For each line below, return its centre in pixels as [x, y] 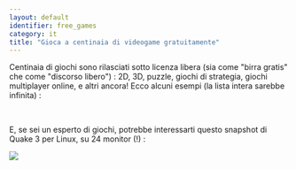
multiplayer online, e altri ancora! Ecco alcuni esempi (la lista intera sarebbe [147, 86]
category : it [33, 34]
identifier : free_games [53, 26]
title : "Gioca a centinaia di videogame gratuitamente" [114, 42]
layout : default [39, 17]
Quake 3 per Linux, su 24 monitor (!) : [78, 139]
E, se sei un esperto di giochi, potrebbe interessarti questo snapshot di [138, 130]
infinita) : [25, 96]
